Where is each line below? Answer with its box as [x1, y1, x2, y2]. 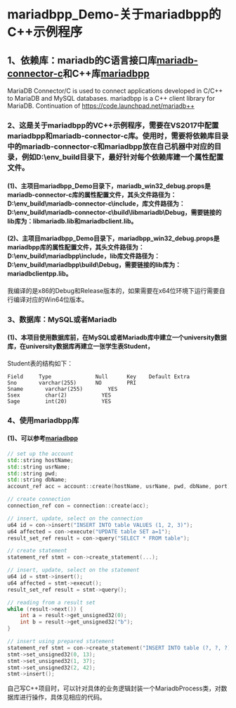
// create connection [7, 496, 71, 503]
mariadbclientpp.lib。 [7, 269, 72, 278]
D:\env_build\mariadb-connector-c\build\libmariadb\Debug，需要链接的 [7, 208, 222, 216]
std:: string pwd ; [7, 470, 58, 477]
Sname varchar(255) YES [7, 385, 118, 392]
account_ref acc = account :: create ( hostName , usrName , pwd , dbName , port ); [7, 483, 234, 490]
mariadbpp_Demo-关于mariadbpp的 [7, 6, 221, 23]
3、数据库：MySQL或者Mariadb [7, 314, 117, 324]
